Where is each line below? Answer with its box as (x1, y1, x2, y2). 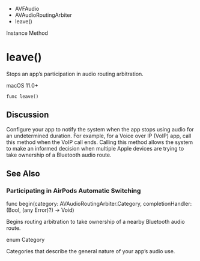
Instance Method (6, 29, 48, 37)
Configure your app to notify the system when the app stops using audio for (6, 125, 194, 133)
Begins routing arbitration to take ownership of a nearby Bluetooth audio (6, 218, 185, 226)
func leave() (6, 93, 39, 100)
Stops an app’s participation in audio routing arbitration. (6, 70, 144, 77)
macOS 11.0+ (6, 82, 38, 89)
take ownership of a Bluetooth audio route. (6, 151, 112, 158)
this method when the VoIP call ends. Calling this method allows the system (6, 138, 193, 146)
